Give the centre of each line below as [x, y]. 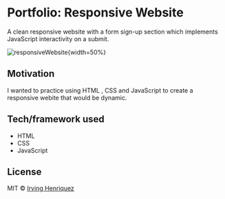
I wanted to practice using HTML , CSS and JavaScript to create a [100, 90]
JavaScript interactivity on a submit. [58, 38]
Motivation [31, 74]
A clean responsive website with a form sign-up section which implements [112, 32]
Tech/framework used [56, 119]
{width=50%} [87, 52]
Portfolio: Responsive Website [95, 13]
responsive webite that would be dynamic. [67, 97]
